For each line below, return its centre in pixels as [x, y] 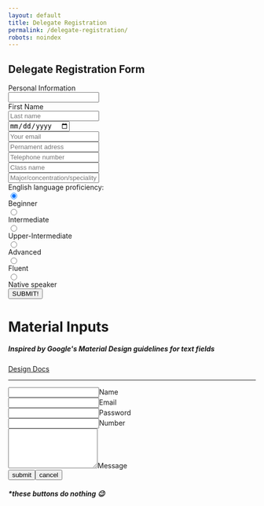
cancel [49, 475]
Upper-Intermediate [40, 236]
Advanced [25, 252]
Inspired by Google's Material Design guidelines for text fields [112, 349]
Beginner [23, 203]
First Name [26, 107]
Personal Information [42, 88]
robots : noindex [35, 37]
